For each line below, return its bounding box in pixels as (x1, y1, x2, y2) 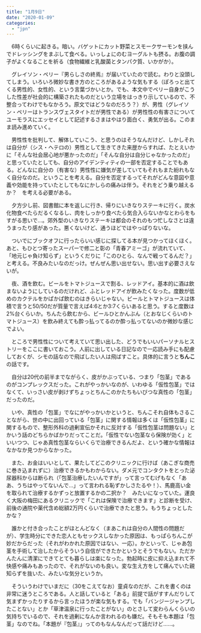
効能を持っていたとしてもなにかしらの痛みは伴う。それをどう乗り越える (16, 181, 194, 189)
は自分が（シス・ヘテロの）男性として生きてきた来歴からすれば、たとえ (6, 144, 185, 151)
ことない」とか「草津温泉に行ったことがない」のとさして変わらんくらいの (11, 605, 196, 613)
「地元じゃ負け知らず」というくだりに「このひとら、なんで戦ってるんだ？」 (6, 252, 195, 260)
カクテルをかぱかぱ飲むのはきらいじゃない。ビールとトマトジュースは (16, 295, 190, 302)
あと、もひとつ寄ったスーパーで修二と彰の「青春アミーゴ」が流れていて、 (6, 245, 189, 252)
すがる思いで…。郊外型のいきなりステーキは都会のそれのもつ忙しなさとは (6, 217, 190, 224)
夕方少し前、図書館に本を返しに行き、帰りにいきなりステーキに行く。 (11, 202, 185, 209)
